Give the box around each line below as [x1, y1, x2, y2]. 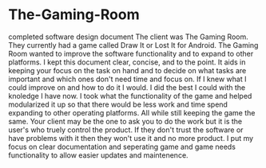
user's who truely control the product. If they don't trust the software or [8, 125, 244, 135]
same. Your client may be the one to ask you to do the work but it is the [8, 116, 243, 126]
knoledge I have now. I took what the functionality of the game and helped [8, 91, 252, 100]
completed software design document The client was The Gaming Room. [8, 32, 249, 41]
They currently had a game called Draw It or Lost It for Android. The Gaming [8, 40, 259, 49]
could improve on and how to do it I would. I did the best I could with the [8, 82, 246, 92]
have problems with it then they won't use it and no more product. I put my [8, 133, 254, 143]
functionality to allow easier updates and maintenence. [8, 150, 189, 160]
